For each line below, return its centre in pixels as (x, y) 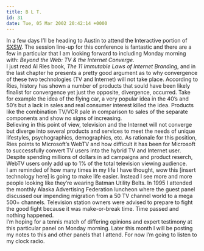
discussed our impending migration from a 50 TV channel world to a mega (100, 196)
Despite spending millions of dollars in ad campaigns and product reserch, (100, 157)
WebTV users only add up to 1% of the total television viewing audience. (97, 164)
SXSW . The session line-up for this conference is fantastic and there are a (99, 47)
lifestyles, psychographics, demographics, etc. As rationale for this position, (102, 138)
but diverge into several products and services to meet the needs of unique (101, 131)
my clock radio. (26, 241)
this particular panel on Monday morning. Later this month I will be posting (100, 228)
